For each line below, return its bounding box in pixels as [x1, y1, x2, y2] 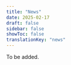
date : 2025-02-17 [6, 14, 50, 20]
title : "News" [6, 8, 42, 15]
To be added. [6, 54, 39, 60]
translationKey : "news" [6, 37, 66, 43]
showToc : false [6, 31, 45, 37]
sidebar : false [6, 25, 45, 32]
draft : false [6, 20, 39, 26]
